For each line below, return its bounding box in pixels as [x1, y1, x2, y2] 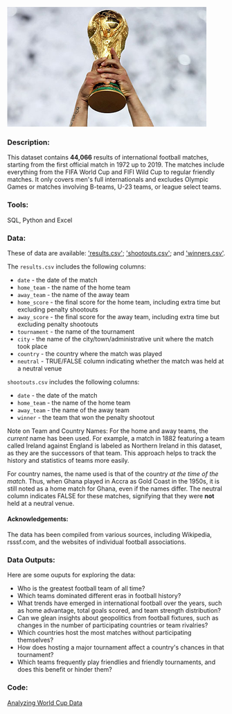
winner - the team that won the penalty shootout [17, 413, 155, 421]
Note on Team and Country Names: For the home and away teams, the [7, 427, 209, 435]
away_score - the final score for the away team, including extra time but [17, 312, 220, 321]
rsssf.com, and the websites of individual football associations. [7, 538, 186, 546]
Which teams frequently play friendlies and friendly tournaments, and [17, 658, 216, 666]
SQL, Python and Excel [7, 216, 73, 224]
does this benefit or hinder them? [17, 665, 113, 674]
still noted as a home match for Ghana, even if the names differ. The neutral [7, 484, 223, 493]
